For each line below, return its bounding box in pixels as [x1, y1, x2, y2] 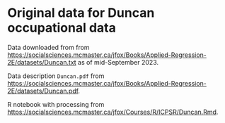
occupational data [7, 20, 117, 36]
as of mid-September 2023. [77, 58, 159, 66]
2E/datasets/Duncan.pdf [7, 86, 79, 95]
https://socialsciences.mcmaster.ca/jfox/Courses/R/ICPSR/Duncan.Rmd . [7, 108, 219, 116]
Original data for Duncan [7, 5, 155, 21]
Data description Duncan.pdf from [7, 72, 105, 80]
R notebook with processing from [7, 100, 105, 108]
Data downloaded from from [7, 43, 90, 51]
